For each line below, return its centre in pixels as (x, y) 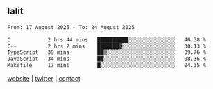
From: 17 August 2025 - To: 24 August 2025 (71, 27)
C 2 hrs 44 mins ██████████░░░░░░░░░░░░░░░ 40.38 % (107, 40)
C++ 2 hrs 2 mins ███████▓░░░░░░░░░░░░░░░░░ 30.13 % (107, 46)
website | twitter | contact (44, 79)
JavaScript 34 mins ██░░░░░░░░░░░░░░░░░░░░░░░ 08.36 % (107, 59)
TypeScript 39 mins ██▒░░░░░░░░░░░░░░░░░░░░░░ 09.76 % (107, 52)
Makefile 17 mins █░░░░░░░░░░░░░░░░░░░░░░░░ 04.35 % (107, 66)
